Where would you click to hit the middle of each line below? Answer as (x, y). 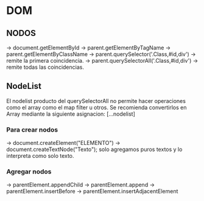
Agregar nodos (29, 172)
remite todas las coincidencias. (45, 67)
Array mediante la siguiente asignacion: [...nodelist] (71, 114)
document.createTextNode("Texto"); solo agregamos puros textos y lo (94, 149)
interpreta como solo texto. (40, 156)
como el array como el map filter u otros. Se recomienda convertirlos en (97, 107)
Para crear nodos (32, 130)
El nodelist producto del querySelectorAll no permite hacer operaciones (96, 100)
